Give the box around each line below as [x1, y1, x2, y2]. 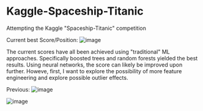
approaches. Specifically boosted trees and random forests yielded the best [6, 54, 198, 62]
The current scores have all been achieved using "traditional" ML [6, 48, 170, 56]
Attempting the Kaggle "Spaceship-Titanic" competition [6, 24, 147, 32]
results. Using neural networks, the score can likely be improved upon [6, 61, 183, 68]
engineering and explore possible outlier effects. [6, 74, 128, 81]
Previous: [6, 85, 31, 93]
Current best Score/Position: [6, 36, 78, 43]
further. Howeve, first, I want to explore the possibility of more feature [6, 67, 182, 74]
